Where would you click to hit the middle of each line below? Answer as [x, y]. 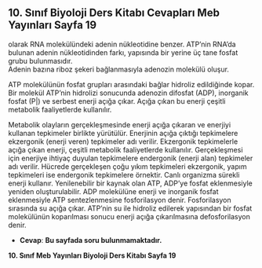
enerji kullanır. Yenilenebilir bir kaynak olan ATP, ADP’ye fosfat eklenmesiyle [130, 183]
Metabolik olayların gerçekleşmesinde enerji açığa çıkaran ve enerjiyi [120, 124]
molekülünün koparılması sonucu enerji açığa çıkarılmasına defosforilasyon [129, 216]
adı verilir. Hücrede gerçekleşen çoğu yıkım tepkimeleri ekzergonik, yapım [127, 166]
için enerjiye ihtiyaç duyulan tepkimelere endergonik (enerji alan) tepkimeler [131, 158]
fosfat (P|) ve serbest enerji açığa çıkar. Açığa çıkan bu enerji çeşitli [117, 101]
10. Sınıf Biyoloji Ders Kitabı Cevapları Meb [114, 13]
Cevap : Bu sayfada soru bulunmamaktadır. [91, 240]
